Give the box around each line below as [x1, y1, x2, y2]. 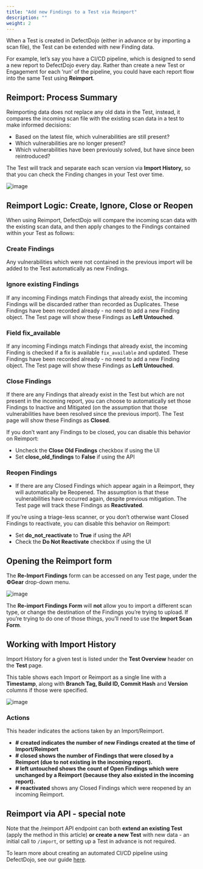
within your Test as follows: [6, 230, 75, 236]
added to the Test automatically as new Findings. [6, 265, 129, 272]
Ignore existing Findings [6, 280, 80, 289]
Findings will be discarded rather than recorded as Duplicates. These [6, 300, 179, 308]
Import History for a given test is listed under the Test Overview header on [6, 655, 193, 663]
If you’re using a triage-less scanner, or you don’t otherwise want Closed [6, 513, 189, 521]
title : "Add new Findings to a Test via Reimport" [6, 9, 137, 15]
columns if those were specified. [6, 686, 88, 694]
